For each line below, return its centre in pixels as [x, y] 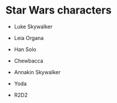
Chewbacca [29, 61]
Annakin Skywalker [37, 72]
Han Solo [25, 49]
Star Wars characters [59, 10]
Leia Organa [29, 38]
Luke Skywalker [33, 26]
